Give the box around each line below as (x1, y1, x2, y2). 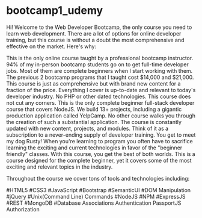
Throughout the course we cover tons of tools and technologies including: (6, 175, 190, 182)
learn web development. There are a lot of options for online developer (6, 30, 182, 37)
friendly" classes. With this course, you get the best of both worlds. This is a (6, 150, 195, 157)
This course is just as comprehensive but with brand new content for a (6, 79, 181, 87)
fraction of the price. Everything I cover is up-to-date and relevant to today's (6, 86, 196, 93)
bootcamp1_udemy (6, 4, 103, 17)
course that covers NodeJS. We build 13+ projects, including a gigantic (6, 105, 182, 113)
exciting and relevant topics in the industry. (6, 163, 113, 170)
